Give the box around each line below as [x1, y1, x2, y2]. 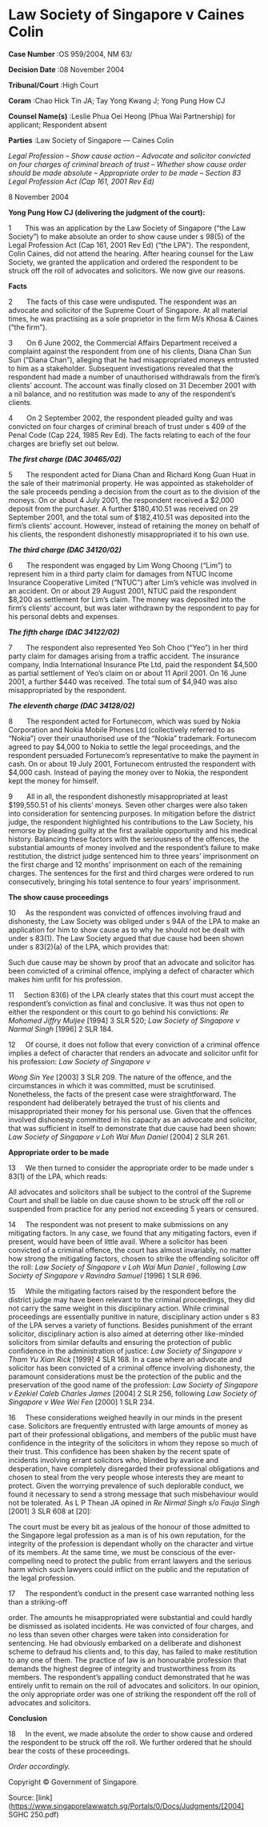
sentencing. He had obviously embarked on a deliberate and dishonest [8, 1638, 242, 1647]
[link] [35, 1793, 53, 1802]
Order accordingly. [8, 1761, 70, 1771]
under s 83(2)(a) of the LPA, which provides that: [8, 942, 170, 951]
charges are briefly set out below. [8, 439, 119, 448]
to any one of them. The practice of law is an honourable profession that [8, 1655, 246, 1665]
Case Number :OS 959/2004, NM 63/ [8, 49, 133, 59]
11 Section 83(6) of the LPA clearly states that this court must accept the [8, 990, 254, 999]
